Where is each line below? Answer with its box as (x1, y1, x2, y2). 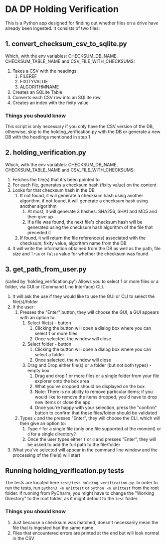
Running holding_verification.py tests (5, 467, 125, 475)
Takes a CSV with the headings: (12, 68, 78, 74)
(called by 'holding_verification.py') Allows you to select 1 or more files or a (5, 278, 159, 284)
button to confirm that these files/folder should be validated (34, 409, 158, 415)
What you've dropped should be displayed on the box (34, 383, 145, 389)
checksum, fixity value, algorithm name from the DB (19, 240, 127, 246)
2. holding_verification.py (5, 148, 86, 157)
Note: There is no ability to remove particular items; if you (34, 389, 153, 395)
